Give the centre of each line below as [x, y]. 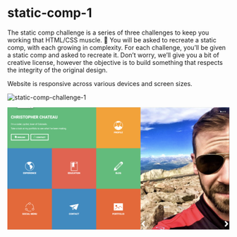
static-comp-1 [50, 13]
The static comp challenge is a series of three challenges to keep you [108, 32]
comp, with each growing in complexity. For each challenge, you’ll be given [117, 47]
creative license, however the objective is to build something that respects [115, 62]
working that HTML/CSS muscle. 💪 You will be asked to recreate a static [112, 39]
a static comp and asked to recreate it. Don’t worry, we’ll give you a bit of [114, 55]
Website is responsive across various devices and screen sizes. [100, 83]
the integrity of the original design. [57, 70]
